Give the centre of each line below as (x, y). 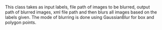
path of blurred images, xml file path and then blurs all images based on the (81, 12)
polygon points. (21, 22)
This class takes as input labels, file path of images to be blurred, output (78, 7)
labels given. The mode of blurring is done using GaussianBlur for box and (80, 17)
